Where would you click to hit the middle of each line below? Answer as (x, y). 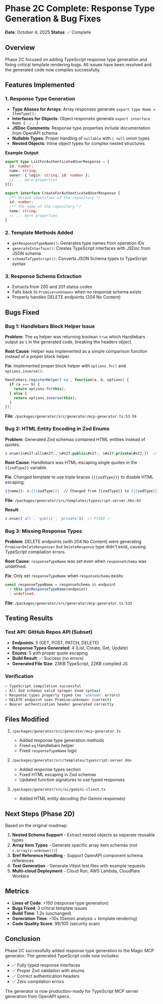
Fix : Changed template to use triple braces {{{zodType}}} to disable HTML (79, 477)
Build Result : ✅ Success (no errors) (48, 658)
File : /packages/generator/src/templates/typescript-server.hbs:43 (73, 500)
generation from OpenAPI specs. (38, 996)
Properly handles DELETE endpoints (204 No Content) (66, 297)
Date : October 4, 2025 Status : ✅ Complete (48, 32)
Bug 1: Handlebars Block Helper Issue (50, 326)
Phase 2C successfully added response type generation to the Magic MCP (80, 950)
